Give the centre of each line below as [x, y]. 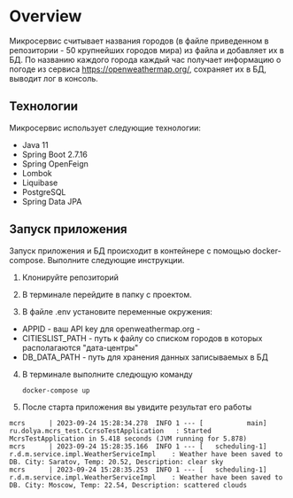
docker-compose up [56, 390]
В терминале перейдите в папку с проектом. [107, 294]
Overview [46, 16]
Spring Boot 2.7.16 [55, 154]
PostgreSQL [44, 191]
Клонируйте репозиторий [70, 277]
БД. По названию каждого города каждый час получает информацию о [145, 59]
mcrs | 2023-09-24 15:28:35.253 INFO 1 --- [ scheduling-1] [138, 470]
